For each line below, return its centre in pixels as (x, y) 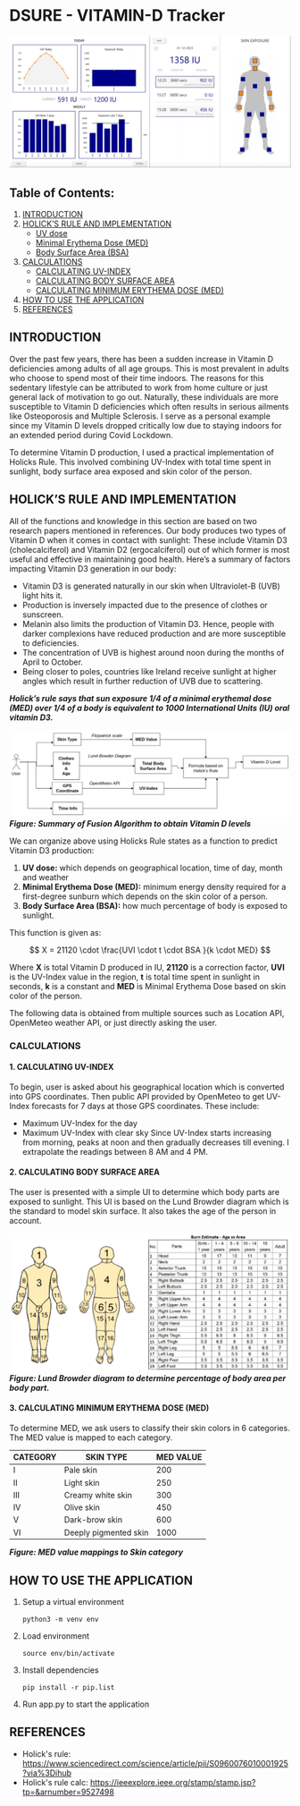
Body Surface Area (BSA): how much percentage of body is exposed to (155, 905)
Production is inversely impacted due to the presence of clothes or (145, 605)
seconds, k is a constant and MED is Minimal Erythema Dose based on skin (148, 986)
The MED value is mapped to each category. (91, 1437)
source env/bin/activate (68, 1654)
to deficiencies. (50, 643)
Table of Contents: (62, 193)
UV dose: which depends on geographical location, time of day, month (152, 868)
